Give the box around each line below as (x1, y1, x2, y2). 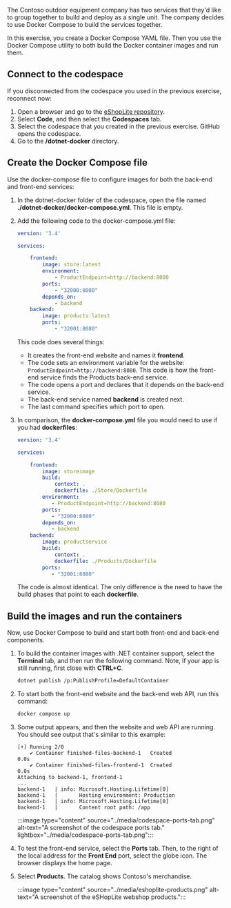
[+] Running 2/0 (17, 743, 64, 751)
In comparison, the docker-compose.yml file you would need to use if (17, 415, 218, 424)
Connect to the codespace (7, 68, 123, 80)
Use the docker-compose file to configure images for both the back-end (7, 175, 212, 184)
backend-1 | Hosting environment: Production (17, 791, 175, 799)
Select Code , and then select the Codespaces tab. (17, 115, 162, 123)
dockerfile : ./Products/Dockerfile (54, 557, 157, 564)
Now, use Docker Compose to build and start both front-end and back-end (7, 629, 219, 637)
